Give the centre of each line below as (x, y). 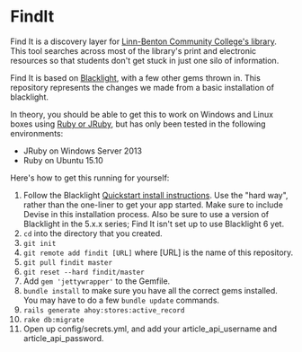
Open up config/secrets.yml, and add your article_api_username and (150, 329)
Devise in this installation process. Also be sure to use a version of (146, 214)
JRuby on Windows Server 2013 (83, 151)
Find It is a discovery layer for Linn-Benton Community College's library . (143, 41)
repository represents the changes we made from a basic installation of (142, 87)
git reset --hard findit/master (84, 272)
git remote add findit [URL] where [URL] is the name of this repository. (158, 252)
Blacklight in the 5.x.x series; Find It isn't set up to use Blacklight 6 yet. (154, 224)
